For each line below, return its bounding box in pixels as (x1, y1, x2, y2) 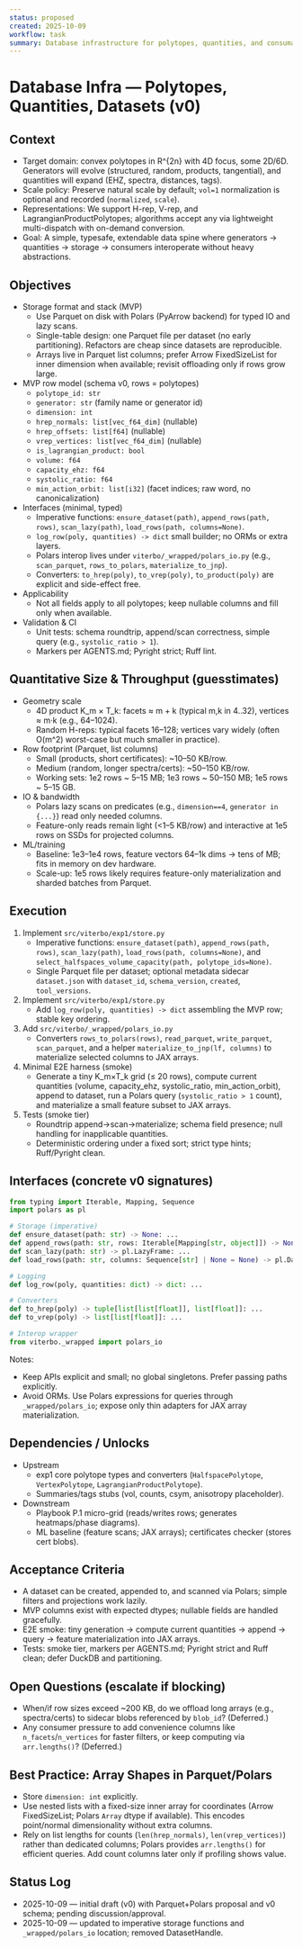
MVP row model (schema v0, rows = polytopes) (22, 378, 200, 389)
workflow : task (9, 30, 67, 39)
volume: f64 (35, 456, 81, 465)
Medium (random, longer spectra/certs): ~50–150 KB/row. (35, 762, 250, 773)
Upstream (22, 1459, 60, 1470)
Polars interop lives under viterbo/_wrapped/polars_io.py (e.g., (35, 550, 271, 561)
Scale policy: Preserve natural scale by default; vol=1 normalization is (22, 185, 280, 195)
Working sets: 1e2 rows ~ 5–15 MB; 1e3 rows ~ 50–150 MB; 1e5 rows (35, 771, 289, 783)
